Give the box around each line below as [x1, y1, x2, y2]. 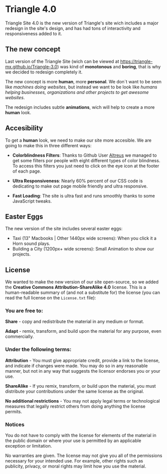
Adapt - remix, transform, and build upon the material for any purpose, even [5, 328, 162, 334]
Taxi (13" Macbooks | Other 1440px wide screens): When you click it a [12, 236, 157, 241]
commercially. [5, 333, 34, 340]
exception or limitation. [5, 443, 52, 449]
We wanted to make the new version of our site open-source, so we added [5, 279, 159, 285]
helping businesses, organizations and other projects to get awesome [5, 89, 149, 95]
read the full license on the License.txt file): [5, 295, 96, 301]
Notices [5, 421, 25, 428]
